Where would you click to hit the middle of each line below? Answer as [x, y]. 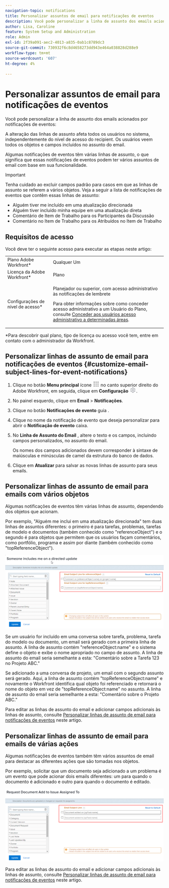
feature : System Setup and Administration [50, 32]
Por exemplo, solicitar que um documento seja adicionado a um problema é [83, 771]
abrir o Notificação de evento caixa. [50, 425]
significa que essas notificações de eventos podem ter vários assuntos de [82, 160]
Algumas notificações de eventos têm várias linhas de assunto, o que [77, 155]
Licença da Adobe [26, 272]
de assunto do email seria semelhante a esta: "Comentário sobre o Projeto [82, 695]
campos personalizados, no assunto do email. [60, 440]
